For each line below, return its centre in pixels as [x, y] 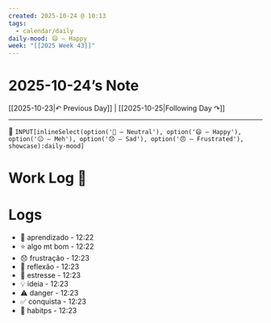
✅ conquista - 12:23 [53, 302]
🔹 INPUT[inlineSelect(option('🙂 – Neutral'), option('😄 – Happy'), [125, 132]
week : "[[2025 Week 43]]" [52, 46]
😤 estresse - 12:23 [50, 275]
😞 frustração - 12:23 [55, 258]
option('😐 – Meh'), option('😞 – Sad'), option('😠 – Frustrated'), [126, 139]
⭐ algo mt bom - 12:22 [57, 246]
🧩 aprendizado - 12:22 [57, 237]
